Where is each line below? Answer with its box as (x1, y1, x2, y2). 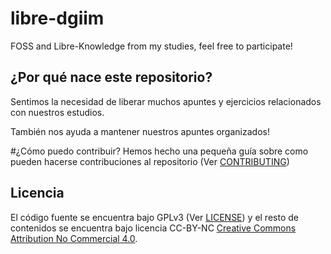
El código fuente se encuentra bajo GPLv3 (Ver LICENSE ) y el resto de (10, 211, 299, 223)
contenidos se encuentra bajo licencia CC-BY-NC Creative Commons (10, 222, 297, 234)
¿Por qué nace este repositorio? (10, 69, 213, 86)
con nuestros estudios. (10, 106, 105, 118)
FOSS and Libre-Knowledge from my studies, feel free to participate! (10, 40, 293, 52)
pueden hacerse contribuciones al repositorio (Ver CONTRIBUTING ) (10, 155, 290, 167)
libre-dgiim (10, 7, 105, 30)
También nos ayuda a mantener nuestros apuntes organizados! (10, 125, 270, 137)
